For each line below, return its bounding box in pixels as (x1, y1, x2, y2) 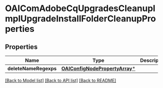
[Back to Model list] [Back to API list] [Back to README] (5, 78, 116, 83)
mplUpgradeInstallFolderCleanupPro (5, 13, 156, 24)
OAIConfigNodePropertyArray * (61, 65, 136, 72)
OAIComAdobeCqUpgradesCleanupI (5, 3, 156, 14)
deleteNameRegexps (7, 65, 57, 72)
